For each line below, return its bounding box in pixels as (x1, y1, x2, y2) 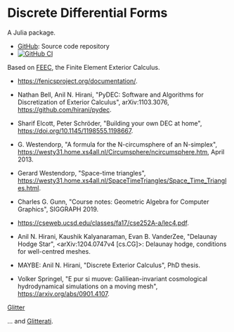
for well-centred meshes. (17, 247, 91, 255)
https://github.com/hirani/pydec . (17, 105, 112, 113)
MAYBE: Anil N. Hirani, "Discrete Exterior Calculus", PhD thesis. (17, 261, 200, 269)
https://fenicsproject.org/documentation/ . (17, 76, 138, 85)
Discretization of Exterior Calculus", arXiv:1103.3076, (17, 97, 170, 106)
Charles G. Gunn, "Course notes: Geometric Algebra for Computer (17, 197, 209, 206)
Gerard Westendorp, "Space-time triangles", (17, 168, 146, 177)
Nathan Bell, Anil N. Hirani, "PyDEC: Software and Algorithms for (17, 90, 204, 99)
